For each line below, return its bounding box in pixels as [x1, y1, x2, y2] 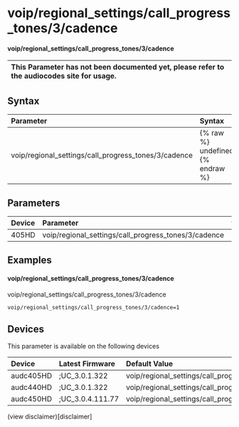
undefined [199, 146, 234, 156]
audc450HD [11, 394, 52, 404]
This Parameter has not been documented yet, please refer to [11, 62, 225, 72]
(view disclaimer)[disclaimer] [7, 412, 92, 421]
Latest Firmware [58, 359, 116, 369]
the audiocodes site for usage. [11, 71, 117, 81]
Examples [7, 254, 52, 267]
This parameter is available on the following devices [7, 342, 160, 351]
